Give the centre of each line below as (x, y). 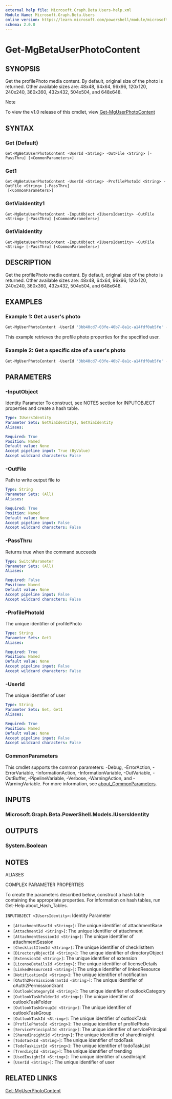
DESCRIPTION (28, 263)
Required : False (23, 580)
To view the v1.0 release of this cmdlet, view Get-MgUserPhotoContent (80, 112)
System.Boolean (26, 845)
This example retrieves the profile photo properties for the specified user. (83, 337)
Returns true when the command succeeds (51, 552)
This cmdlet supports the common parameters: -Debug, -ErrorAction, (79, 767)
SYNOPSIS (23, 69)
